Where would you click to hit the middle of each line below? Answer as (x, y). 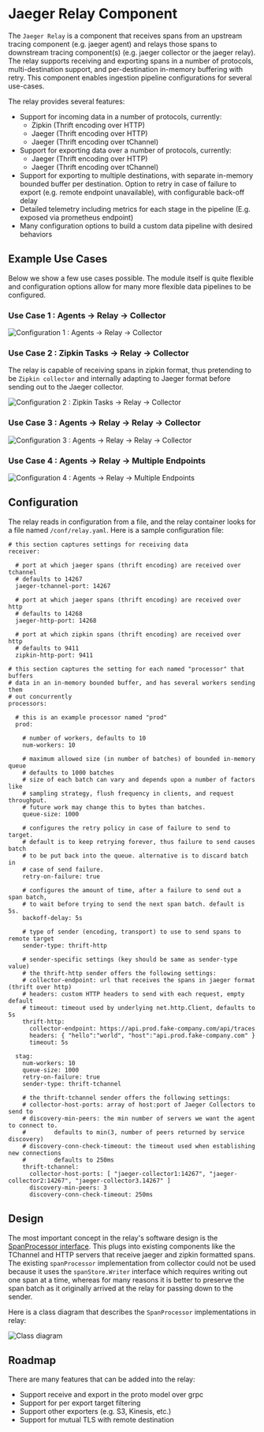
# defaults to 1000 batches (68, 773)
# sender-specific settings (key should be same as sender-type (130, 959)
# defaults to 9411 (47, 648)
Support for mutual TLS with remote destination (97, 1420)
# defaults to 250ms (68, 1160)
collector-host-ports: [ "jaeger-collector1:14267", (117, 1174)
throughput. (28, 800)
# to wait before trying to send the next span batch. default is (134, 904)
